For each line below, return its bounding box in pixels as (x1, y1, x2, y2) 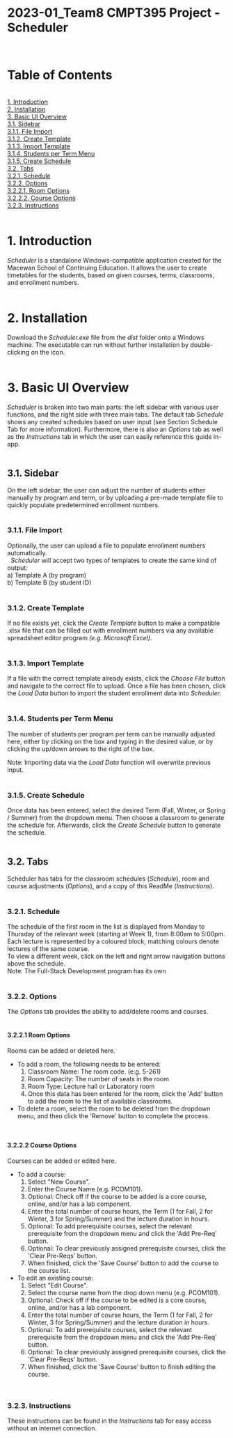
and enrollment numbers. (7, 278, 79, 286)
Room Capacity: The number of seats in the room (27, 1074, 169, 1083)
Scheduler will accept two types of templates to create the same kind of (10, 556, 217, 564)
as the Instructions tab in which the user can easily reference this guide (7, 432, 212, 440)
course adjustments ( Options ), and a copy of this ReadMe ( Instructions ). (7, 881, 214, 890)
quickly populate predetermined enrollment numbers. (7, 500, 160, 509)
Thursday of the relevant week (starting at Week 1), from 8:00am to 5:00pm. (7, 930, 226, 938)
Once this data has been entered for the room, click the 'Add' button (27, 1089, 223, 1098)
